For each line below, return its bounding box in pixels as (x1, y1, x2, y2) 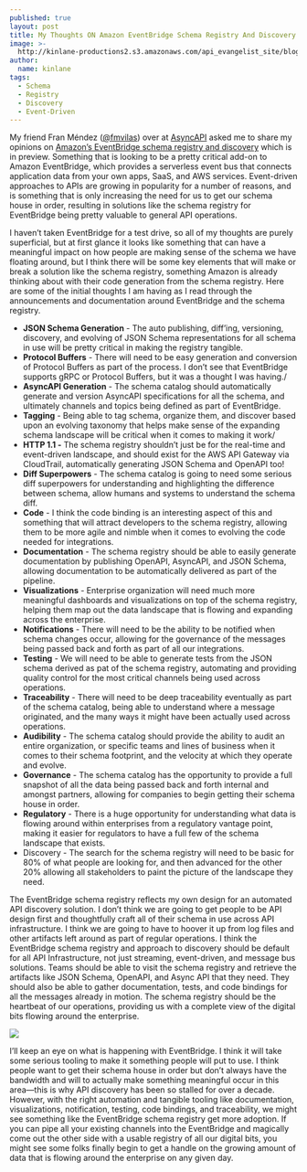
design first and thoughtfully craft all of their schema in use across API (9, 913, 275, 924)
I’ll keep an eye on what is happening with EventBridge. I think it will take (9, 1046, 282, 1057)
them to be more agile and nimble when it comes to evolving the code (22, 527, 286, 538)
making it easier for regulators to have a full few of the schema (22, 828, 259, 839)
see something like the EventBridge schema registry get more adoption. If (9, 1113, 287, 1124)
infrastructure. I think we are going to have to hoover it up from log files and (9, 923, 294, 934)
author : (9, 56, 39, 65)
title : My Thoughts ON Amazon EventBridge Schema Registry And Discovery (9, 30, 297, 39)
